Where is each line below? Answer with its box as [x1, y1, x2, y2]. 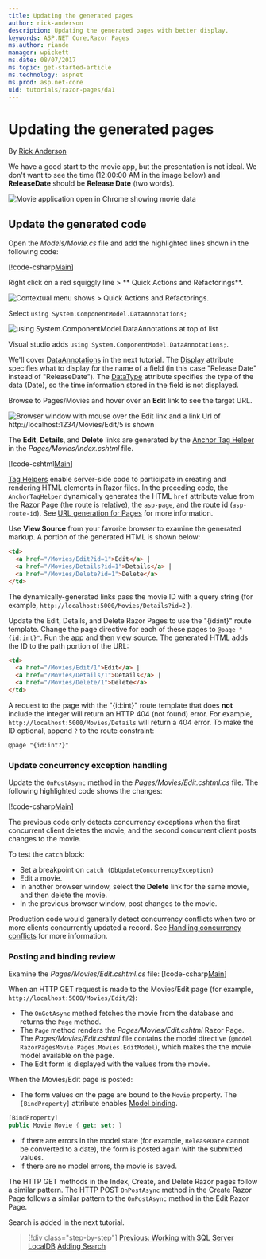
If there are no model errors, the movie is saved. [19, 1161, 177, 1171]
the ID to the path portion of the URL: [8, 641, 129, 650]
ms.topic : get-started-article [8, 64, 112, 72]
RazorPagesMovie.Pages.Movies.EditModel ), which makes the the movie [19, 1042, 252, 1052]
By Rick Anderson [8, 147, 67, 156]
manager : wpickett [8, 49, 69, 57]
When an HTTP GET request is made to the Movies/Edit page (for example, [8, 985, 254, 994]
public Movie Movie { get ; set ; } [8, 1121, 123, 1130]
